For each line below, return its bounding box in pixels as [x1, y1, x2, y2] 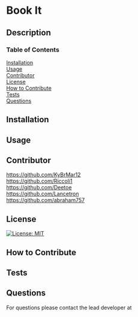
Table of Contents [6, 46, 60, 54]
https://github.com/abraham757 [6, 197, 85, 204]
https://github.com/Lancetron [6, 190, 79, 198]
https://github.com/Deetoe [6, 184, 72, 191]
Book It [6, 4, 42, 17]
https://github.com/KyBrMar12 [6, 171, 81, 179]
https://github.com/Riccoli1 [6, 177, 73, 185]
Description [6, 28, 51, 38]
